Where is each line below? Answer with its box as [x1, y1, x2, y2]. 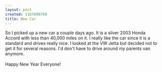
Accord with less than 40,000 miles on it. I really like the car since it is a [5, 35, 150, 41]
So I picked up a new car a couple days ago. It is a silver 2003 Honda [5, 30, 146, 36]
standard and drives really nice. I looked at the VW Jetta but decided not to [5, 40, 158, 46]
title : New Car [5, 16, 36, 21]
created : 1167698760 [5, 12, 48, 17]
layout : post [5, 7, 32, 12]
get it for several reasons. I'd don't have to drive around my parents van [5, 45, 151, 52]
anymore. [5, 51, 25, 57]
